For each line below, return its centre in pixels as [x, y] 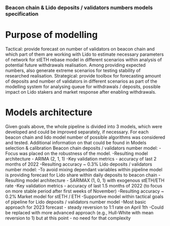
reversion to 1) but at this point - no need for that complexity [68, 218]
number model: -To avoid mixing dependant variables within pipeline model [84, 169]
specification [22, 14]
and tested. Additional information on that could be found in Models [76, 142]
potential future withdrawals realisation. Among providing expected [76, 65]
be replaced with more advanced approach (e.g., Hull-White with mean [79, 212]
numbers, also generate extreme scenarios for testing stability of [73, 70]
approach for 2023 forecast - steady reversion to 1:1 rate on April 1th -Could [84, 207]
